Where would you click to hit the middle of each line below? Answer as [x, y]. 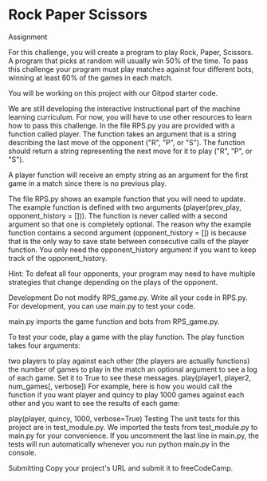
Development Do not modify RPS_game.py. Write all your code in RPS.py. [128, 298]
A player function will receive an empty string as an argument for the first [128, 175]
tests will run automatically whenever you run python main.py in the [119, 444]
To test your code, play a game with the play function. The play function [126, 337]
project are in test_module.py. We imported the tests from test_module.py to [133, 427]
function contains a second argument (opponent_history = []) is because [128, 232]
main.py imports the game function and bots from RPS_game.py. [114, 321]
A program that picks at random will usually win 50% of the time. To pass [128, 61]
